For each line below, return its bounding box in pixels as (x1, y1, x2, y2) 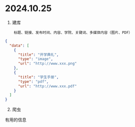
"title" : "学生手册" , (17, 75, 59, 79)
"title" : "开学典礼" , (17, 52, 59, 57)
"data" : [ (9, 43, 29, 48)
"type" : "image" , (17, 57, 53, 62)
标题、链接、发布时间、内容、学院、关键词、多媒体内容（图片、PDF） (14, 30, 133, 35)
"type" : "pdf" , (17, 79, 49, 84)
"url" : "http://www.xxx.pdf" (17, 83, 77, 89)
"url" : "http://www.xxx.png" (17, 61, 77, 66)
